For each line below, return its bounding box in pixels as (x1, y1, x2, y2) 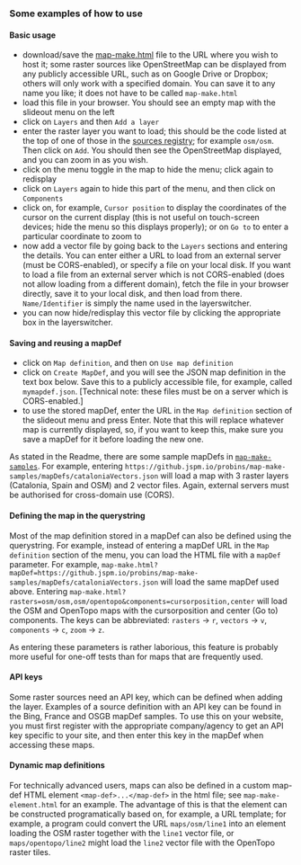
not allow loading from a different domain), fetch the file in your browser (22, 279, 289, 290)
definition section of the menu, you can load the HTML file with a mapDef (9, 549, 281, 560)
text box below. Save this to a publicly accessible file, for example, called (22, 377, 293, 388)
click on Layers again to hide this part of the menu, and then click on (22, 183, 276, 194)
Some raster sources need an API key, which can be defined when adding (9, 691, 283, 702)
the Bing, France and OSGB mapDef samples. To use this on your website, (9, 710, 284, 721)
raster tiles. (9, 846, 51, 857)
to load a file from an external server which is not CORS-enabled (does (22, 269, 285, 281)
